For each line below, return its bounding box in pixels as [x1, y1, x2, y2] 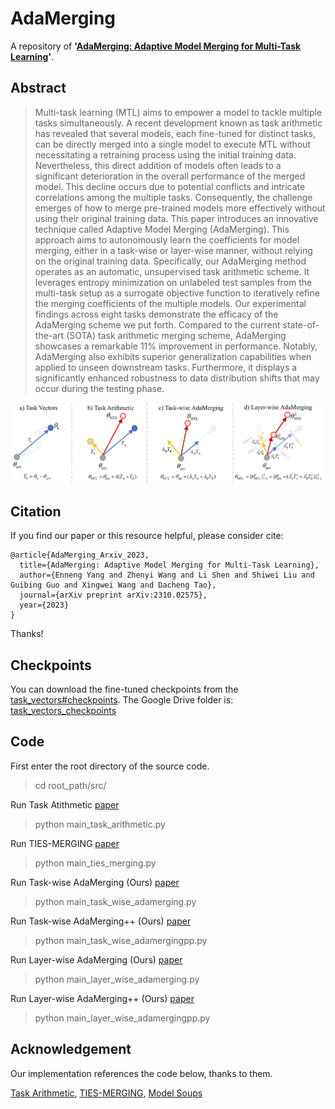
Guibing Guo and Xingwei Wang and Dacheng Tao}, [10, 580, 217, 591]
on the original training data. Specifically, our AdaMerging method [34, 255, 307, 267]
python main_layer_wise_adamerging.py [34, 973, 200, 985]
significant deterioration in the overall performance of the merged [34, 170, 306, 182]
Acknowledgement [10, 1041, 132, 1058]
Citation [10, 503, 62, 520]
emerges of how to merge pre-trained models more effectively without [34, 202, 326, 214]
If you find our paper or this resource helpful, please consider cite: [10, 530, 284, 542]
